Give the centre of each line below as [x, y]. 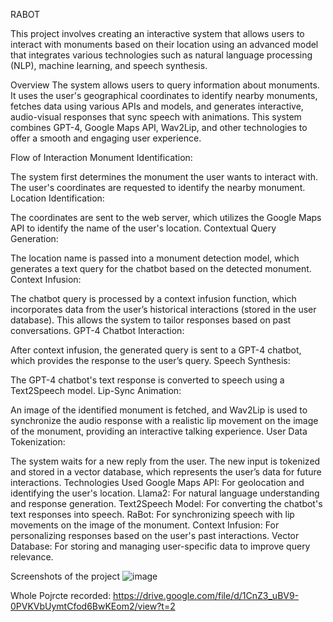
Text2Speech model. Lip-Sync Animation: [96, 390]
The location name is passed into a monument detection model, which [155, 258]
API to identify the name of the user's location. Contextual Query [143, 228]
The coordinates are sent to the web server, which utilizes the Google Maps [166, 217]
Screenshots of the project [65, 576]
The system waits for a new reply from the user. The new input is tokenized [165, 461]
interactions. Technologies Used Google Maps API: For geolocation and [157, 482]
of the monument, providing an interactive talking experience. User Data [159, 431]
